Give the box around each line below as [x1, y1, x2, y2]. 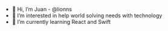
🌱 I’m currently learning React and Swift [11, 18, 111, 25]
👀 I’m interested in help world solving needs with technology [11, 12, 163, 19]
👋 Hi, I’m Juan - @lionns [11, 6, 73, 13]
